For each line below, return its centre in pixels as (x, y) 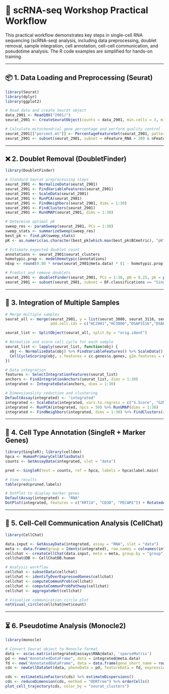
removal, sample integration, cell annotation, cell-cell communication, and (82, 45)
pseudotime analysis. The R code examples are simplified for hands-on (79, 51)
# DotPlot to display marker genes (43, 493)
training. (14, 56)
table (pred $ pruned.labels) (33, 484)
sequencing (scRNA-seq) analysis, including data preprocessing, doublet (81, 40)
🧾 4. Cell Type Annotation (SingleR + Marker (75, 432)
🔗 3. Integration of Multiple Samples (62, 303)
